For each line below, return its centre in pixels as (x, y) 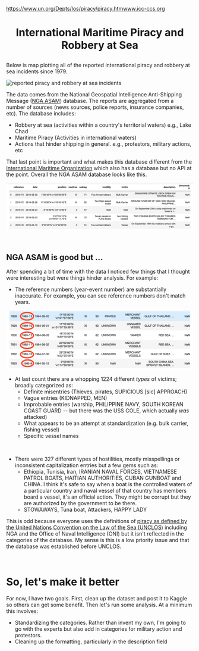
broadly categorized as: (44, 385)
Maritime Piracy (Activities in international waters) (75, 138)
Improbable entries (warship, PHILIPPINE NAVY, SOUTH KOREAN (103, 404)
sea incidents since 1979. (37, 71)
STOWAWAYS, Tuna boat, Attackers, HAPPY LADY (85, 509)
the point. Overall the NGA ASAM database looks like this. (77, 174)
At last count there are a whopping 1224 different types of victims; (96, 379)
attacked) (35, 417)
